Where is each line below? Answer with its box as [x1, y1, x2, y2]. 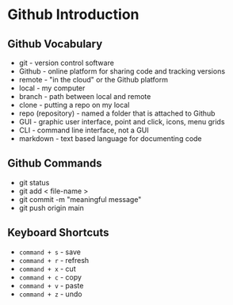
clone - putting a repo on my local [18, 101, 130, 109]
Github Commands [7, 157, 102, 170]
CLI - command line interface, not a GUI [18, 125, 150, 135]
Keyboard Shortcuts [7, 226, 109, 239]
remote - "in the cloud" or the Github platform [18, 75, 168, 84]
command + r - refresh [18, 255, 90, 265]
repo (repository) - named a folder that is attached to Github [18, 109, 216, 118]
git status [18, 177, 50, 187]
